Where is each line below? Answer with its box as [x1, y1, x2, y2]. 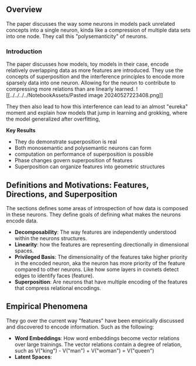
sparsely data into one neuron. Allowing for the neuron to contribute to [6, 79, 176, 87]
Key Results [6, 127, 36, 134]
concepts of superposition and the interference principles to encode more [6, 73, 185, 80]
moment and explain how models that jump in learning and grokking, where [6, 110, 188, 117]
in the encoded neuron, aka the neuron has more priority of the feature [14, 259, 185, 266]
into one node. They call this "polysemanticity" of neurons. [6, 32, 148, 40]
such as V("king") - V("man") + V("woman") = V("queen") [14, 347, 154, 354]
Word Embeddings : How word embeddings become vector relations [14, 334, 180, 341]
